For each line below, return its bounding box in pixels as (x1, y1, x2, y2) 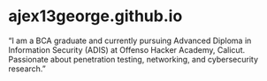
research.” (8, 63, 46, 74)
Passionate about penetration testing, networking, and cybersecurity (8, 54, 258, 64)
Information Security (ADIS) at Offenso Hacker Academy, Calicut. (8, 44, 245, 55)
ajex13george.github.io (8, 6, 183, 26)
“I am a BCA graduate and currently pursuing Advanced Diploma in (8, 35, 252, 46)
